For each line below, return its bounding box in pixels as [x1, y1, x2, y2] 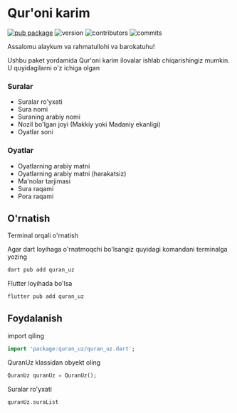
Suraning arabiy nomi [17, 112, 80, 122]
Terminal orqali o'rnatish [7, 231, 78, 240]
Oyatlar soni [17, 128, 53, 136]
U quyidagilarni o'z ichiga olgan [7, 63, 100, 72]
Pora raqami [17, 192, 54, 200]
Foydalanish [7, 313, 63, 325]
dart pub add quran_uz [7, 267, 75, 274]
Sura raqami [17, 184, 54, 193]
